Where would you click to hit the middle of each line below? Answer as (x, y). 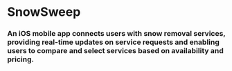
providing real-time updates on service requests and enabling (114, 42)
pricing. (21, 59)
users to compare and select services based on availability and (115, 51)
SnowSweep (44, 12)
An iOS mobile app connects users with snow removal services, (116, 34)
